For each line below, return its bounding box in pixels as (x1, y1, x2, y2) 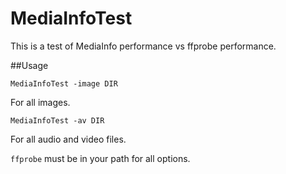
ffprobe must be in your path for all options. (10, 152, 191, 164)
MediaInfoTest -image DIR (10, 78, 118, 89)
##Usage (10, 59, 49, 71)
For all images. (10, 96, 71, 108)
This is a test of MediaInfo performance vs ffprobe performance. (10, 40, 277, 52)
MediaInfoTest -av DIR (10, 115, 105, 126)
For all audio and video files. (10, 133, 127, 145)
